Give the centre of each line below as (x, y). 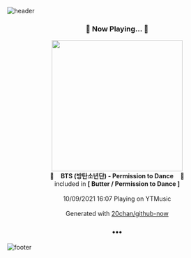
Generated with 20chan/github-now (117, 214)
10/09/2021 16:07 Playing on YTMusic (117, 199)
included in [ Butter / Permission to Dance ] (117, 184)
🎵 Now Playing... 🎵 (117, 29)
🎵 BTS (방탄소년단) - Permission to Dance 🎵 (117, 176)
